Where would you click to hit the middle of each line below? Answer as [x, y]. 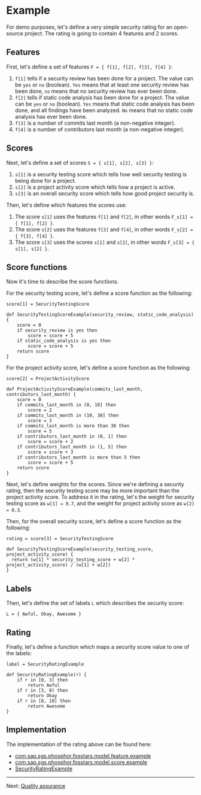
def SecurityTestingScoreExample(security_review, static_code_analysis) [100, 315]
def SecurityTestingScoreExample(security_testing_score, [80, 549]
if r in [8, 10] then [44, 701]
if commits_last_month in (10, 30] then [68, 415]
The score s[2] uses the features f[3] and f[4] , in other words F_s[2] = [104, 229]
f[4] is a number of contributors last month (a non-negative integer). [100, 129]
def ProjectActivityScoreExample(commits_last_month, [75, 389]
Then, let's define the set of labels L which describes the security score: [95, 603]
